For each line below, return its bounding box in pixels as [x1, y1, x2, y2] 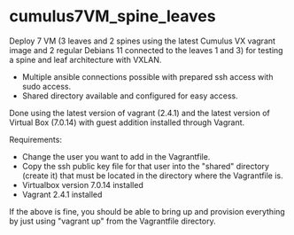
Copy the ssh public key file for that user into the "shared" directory [21, 161, 270, 171]
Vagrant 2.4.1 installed [21, 189, 103, 200]
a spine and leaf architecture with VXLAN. [9, 54, 162, 65]
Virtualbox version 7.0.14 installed [21, 179, 143, 190]
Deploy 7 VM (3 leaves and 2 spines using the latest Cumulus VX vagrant [9, 35, 276, 46]
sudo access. [21, 81, 72, 91]
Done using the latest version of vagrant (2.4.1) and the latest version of [9, 107, 270, 118]
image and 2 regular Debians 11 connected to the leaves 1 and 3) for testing [9, 44, 283, 55]
